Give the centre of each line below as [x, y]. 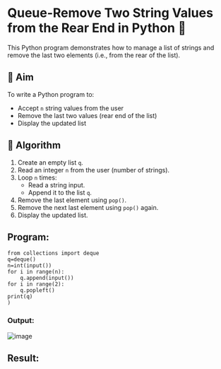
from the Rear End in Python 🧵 [97, 28]
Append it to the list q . [60, 192]
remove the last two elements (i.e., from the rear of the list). [94, 55]
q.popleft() [37, 291]
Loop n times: [37, 177]
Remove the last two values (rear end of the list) [87, 115]
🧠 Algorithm [34, 145]
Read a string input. [56, 184]
